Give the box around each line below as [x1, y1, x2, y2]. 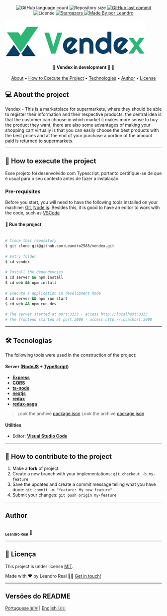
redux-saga [12, 401, 37, 407]
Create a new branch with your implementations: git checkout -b [12, 471, 147, 477]
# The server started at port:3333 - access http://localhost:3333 [5, 312, 148, 317]
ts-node [12, 385, 30, 391]
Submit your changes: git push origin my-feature [12, 492, 117, 498]
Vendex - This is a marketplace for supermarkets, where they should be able [5, 106, 162, 112]
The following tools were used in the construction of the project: [5, 352, 137, 358]
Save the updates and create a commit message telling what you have [12, 481, 156, 487]
